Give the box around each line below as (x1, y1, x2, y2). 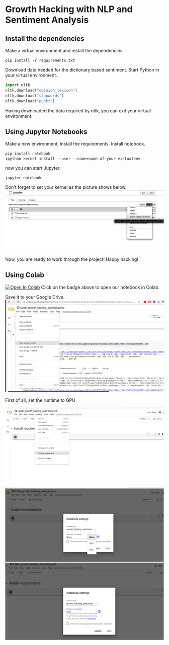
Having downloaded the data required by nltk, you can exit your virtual (5, 107, 151, 114)
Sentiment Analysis (5, 14, 89, 26)
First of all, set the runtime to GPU (5, 397, 75, 403)
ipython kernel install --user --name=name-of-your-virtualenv (5, 156, 141, 162)
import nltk (5, 83, 30, 88)
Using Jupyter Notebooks (5, 127, 88, 136)
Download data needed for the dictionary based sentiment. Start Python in (5, 67, 159, 73)
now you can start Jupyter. (5, 165, 61, 171)
